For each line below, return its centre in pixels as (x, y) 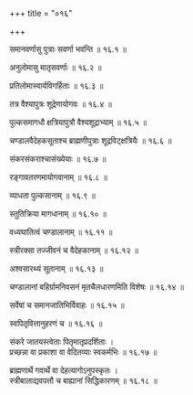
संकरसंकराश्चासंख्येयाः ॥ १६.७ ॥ (58, 159)
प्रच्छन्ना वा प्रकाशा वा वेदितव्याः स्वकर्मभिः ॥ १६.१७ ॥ (83, 352)
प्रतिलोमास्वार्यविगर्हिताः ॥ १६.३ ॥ (56, 85)
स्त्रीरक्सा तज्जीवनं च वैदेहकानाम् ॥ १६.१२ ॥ (74, 250)
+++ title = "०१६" (41, 13)
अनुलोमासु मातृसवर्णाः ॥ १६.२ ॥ (56, 67)
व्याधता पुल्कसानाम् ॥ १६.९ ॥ (52, 195)
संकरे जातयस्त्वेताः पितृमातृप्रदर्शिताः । (62, 342)
